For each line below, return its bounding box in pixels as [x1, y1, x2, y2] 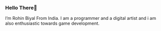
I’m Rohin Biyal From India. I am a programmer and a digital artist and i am [5, 15, 156, 21]
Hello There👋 [5, 4, 37, 11]
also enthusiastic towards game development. [5, 20, 100, 26]
